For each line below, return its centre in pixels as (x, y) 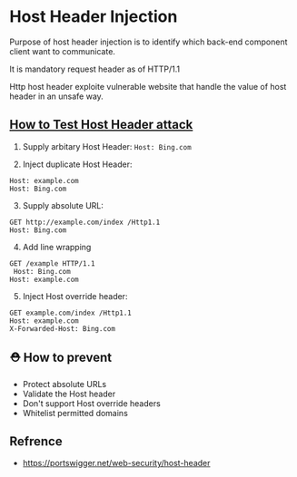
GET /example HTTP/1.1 (52, 263)
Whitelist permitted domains (75, 413)
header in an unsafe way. (57, 96)
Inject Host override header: (75, 296)
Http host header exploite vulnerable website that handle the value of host (148, 86)
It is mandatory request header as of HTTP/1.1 (95, 69)
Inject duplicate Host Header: (77, 164)
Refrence (36, 441)
